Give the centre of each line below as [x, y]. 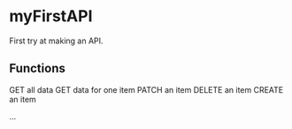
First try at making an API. [56, 41]
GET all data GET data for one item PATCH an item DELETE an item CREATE [146, 89]
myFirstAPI [51, 16]
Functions [38, 68]
